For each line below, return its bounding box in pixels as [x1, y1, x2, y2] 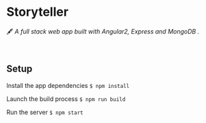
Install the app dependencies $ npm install [6, 81, 130, 89]
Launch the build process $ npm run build [6, 94, 126, 103]
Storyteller [6, 4, 69, 20]
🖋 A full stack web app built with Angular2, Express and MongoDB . [6, 27, 200, 35]
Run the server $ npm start [6, 108, 83, 116]
